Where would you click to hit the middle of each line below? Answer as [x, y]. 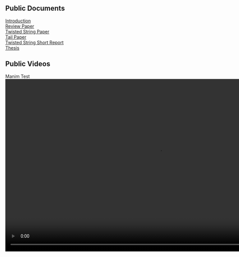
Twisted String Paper [27, 31]
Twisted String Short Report [34, 42]
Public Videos [28, 64]
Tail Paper [16, 37]
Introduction [18, 20]
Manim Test [18, 76]
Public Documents [35, 8]
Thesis [12, 48]
